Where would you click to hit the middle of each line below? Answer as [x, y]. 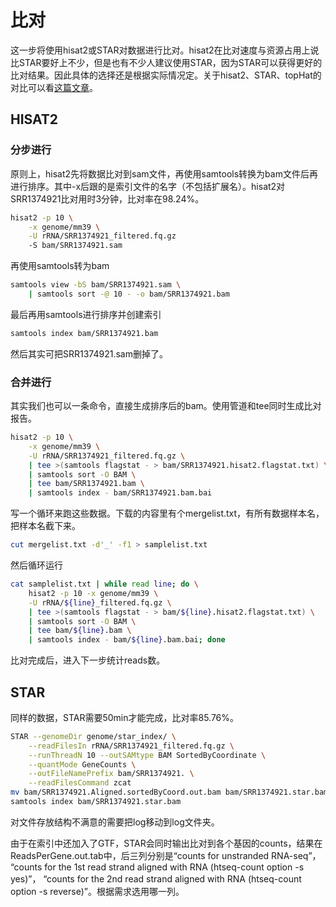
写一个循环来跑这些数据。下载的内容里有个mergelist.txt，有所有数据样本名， [167, 513]
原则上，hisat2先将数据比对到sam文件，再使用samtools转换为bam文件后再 [164, 173]
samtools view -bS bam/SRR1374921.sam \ [96, 285]
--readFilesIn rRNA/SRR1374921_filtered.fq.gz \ [131, 746]
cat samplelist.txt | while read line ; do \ [104, 584]
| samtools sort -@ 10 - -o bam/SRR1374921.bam [129, 294]
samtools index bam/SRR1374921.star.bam [96, 802]
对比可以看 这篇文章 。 [54, 87]
